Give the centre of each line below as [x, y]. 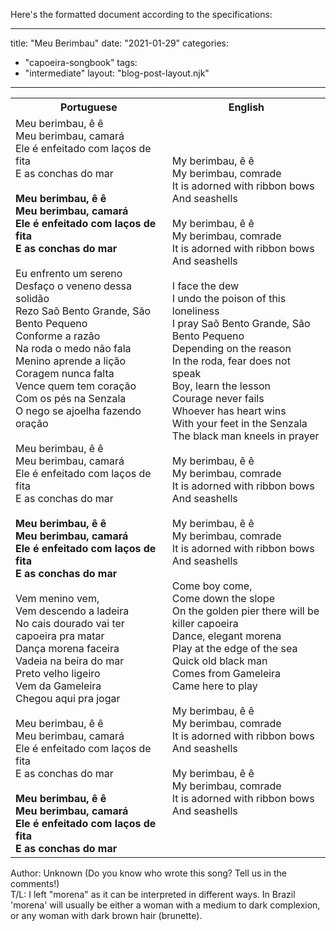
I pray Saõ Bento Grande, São [241, 323]
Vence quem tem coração [76, 386]
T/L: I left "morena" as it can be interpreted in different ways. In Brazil [153, 894]
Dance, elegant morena [226, 636]
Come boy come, [212, 586]
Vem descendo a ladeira [72, 611]
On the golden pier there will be [245, 611]
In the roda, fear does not [231, 361]
